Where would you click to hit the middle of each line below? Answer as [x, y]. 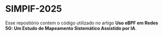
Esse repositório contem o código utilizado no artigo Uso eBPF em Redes [82, 23]
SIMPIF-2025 [34, 9]
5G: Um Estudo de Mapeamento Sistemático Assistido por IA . [71, 28]
